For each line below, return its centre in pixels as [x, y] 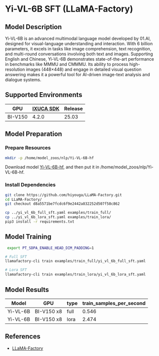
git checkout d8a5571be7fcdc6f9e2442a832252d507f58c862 [62, 204]
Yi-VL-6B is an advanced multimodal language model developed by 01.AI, [78, 38]
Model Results [27, 290]
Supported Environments [44, 95]
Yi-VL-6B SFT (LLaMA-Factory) [69, 9]
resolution [15, 69]
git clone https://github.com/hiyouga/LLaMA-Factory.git [64, 195]
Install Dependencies [30, 185]
